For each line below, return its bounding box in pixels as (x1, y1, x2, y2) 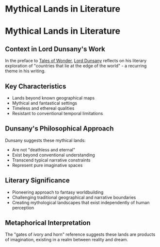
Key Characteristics (5, 82, 66, 90)
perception (12, 205, 34, 211)
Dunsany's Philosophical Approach (5, 125, 114, 133)
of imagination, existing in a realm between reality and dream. (5, 237, 128, 243)
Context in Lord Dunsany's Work (5, 45, 105, 53)
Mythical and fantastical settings (12, 100, 78, 106)
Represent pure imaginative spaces (12, 162, 83, 168)
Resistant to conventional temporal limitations (12, 111, 103, 116)
